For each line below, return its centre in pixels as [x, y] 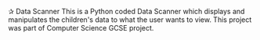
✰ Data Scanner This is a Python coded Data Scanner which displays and [126, 11]
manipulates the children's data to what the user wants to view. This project [130, 20]
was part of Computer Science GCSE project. [81, 28]
